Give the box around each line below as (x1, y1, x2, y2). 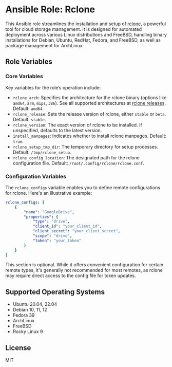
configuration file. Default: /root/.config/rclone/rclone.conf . (12, 160, 145, 166)
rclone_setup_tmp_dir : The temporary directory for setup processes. (12, 143, 158, 150)
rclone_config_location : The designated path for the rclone (12, 154, 140, 160)
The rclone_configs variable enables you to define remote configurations (5, 184, 161, 191)
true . (12, 138, 24, 144)
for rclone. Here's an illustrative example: (5, 190, 92, 196)
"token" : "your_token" (32, 238, 82, 243)
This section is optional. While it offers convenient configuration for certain (5, 262, 163, 268)
